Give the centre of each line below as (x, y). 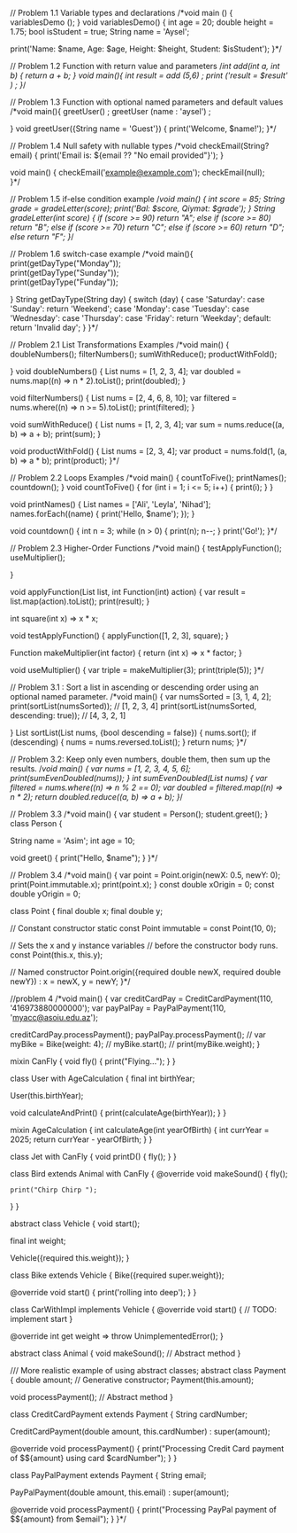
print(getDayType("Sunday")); (65, 273)
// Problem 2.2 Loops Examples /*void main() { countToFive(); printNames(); (148, 477)
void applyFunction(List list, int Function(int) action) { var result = (128, 592)
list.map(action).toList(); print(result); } (80, 601)
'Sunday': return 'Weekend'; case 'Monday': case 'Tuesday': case (130, 309)
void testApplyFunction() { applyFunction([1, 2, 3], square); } (119, 636)
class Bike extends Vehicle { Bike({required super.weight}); (117, 1275)
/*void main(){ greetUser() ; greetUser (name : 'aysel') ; (110, 111)
